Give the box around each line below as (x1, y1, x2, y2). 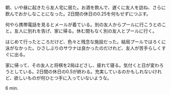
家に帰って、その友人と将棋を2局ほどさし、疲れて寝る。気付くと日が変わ (5, 62, 160, 68)
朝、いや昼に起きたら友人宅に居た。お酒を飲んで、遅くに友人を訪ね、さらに (5, 5, 166, 10)
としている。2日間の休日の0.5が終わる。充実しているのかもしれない (9, 69, 153, 75)
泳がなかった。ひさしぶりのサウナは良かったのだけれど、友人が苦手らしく (5, 45, 162, 51)
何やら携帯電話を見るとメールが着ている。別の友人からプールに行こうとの (5, 22, 162, 27)
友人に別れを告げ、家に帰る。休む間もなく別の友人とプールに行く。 (14, 28, 157, 34)
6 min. (5, 85, 19, 91)
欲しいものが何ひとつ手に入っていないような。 (14, 75, 112, 81)
